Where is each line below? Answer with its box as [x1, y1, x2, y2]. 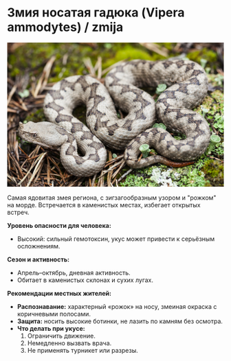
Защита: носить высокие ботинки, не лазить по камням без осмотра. [16, 317, 223, 325]
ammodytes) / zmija [7, 19, 124, 35]
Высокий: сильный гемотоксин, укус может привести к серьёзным [16, 235, 215, 243]
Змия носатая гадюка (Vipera [7, 5, 185, 21]
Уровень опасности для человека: [7, 221, 111, 229]
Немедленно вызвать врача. [27, 338, 112, 347]
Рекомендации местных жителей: [7, 289, 112, 297]
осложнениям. [16, 242, 60, 250]
